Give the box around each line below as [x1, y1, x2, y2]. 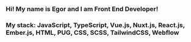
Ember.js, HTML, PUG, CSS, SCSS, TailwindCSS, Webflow [5, 28, 179, 37]
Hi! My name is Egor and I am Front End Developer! [5, 5, 159, 13]
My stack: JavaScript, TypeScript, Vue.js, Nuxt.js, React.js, [5, 20, 186, 29]
